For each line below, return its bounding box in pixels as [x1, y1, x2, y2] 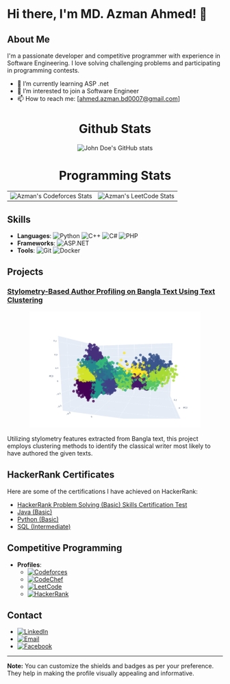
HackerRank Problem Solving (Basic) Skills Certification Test [16, 500, 188, 508]
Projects [7, 266, 44, 278]
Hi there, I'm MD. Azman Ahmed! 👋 [7, 6, 207, 22]
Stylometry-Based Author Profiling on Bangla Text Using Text [7, 287, 216, 296]
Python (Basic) [16, 515, 60, 523]
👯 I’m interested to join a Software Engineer [16, 87, 140, 95]
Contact [7, 609, 42, 621]
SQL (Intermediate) [16, 522, 71, 530]
